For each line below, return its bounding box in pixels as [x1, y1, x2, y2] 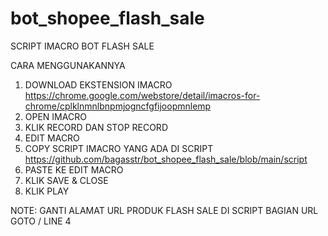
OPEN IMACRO [24, 110, 87, 122]
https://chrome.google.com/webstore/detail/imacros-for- [24, 89, 261, 101]
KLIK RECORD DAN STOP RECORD [24, 121, 168, 133]
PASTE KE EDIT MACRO [24, 163, 124, 176]
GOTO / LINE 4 [10, 215, 72, 227]
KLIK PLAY [24, 185, 70, 197]
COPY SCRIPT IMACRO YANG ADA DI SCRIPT [24, 142, 214, 154]
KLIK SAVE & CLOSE [24, 174, 109, 186]
